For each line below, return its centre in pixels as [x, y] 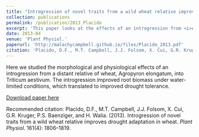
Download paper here [33, 97]
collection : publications [38, 17]
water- [178, 79]
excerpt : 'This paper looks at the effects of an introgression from [94, 28]
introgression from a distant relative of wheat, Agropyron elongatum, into [95, 73]
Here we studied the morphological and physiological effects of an [87, 67]
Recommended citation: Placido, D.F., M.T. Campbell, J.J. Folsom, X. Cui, [95, 109]
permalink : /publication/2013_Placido [54, 23]
